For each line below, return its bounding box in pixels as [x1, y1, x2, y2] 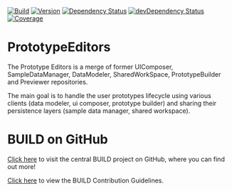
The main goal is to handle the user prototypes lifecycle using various [7, 91, 211, 99]
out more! [7, 162, 36, 170]
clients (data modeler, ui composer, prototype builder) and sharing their [7, 99, 217, 107]
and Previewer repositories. [7, 77, 88, 86]
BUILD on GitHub [7, 131, 108, 148]
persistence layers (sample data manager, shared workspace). [7, 107, 191, 115]
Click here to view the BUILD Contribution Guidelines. [7, 176, 164, 185]
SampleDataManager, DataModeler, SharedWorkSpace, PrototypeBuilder [7, 70, 221, 78]
